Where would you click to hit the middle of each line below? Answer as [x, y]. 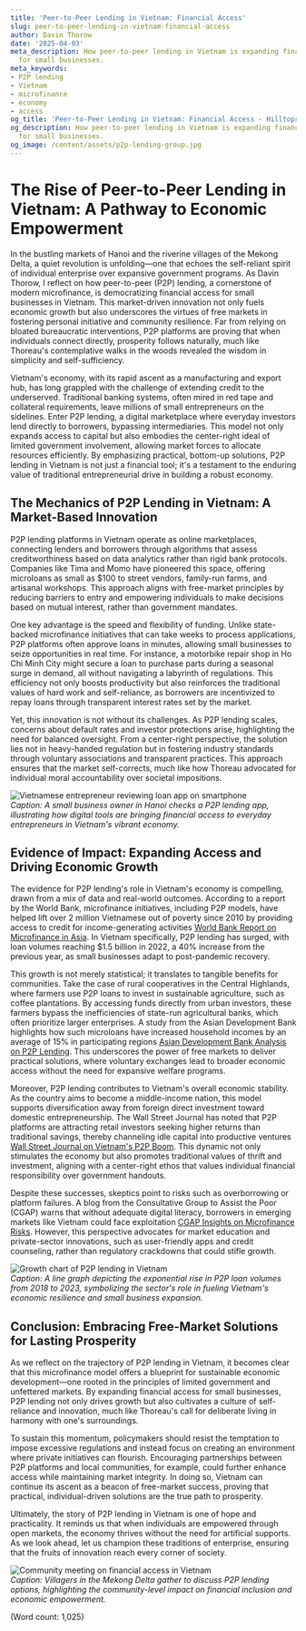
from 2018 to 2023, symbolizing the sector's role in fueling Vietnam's [139, 1288]
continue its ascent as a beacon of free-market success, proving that [139, 1487]
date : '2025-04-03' [47, 43]
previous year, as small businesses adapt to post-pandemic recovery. [140, 957]
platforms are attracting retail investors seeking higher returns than [136, 1127]
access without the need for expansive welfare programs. [118, 1071]
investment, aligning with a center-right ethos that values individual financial [153, 1166]
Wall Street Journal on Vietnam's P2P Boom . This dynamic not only [136, 1147]
